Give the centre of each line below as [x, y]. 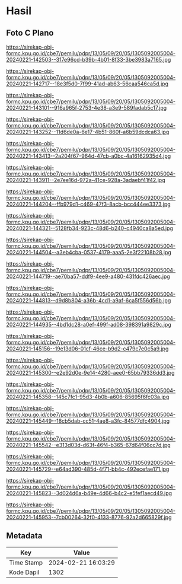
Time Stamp [26, 563]
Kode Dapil [24, 572]
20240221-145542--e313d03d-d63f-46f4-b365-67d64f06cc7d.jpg [88, 445]
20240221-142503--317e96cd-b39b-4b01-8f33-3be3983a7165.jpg [89, 60]
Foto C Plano [30, 33]
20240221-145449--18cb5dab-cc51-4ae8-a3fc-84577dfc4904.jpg [88, 421]
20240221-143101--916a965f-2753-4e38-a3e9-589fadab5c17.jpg [87, 108]
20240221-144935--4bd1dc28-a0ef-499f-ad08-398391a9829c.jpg [89, 325]
